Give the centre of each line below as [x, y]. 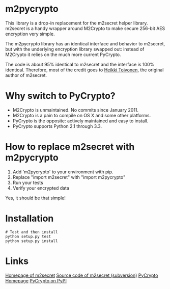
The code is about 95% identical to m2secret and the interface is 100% [80, 64]
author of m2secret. [26, 75]
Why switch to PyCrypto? [60, 96]
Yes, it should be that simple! [36, 198]
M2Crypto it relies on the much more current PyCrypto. [63, 55]
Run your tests [28, 182]
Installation [30, 218]
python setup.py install [32, 241]
